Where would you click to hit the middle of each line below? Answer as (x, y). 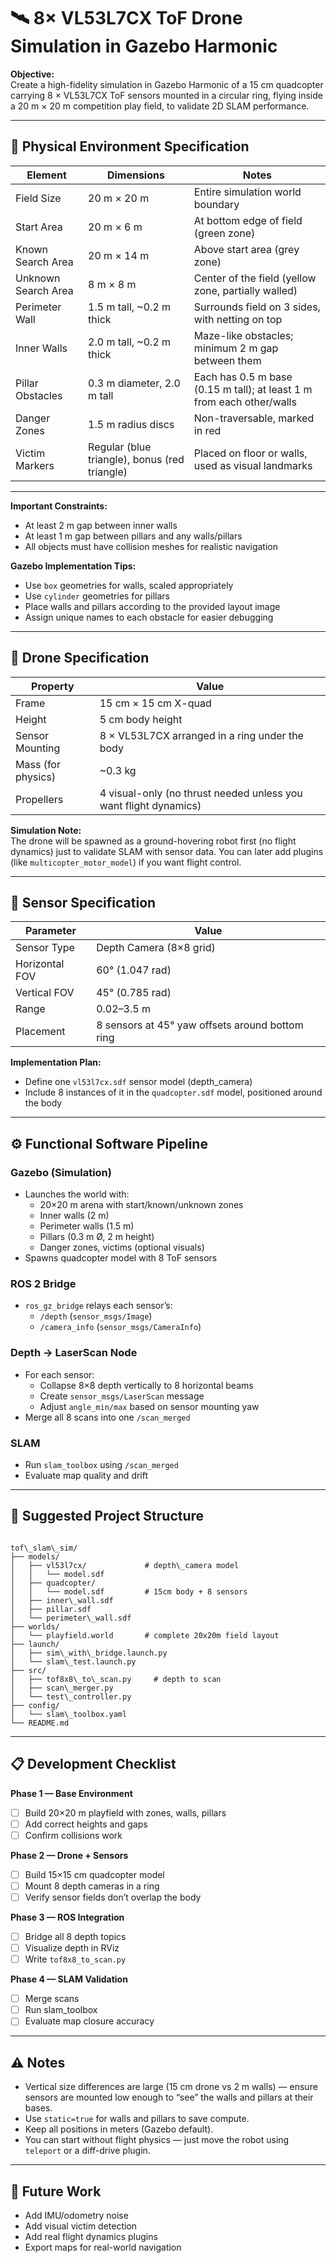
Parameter (51, 931)
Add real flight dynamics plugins (91, 2236)
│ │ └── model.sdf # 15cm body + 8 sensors (129, 1591)
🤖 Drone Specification (80, 658)
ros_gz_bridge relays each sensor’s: (98, 1306)
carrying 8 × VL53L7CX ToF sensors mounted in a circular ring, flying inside (166, 95)
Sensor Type (45, 948)
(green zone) (224, 233)
